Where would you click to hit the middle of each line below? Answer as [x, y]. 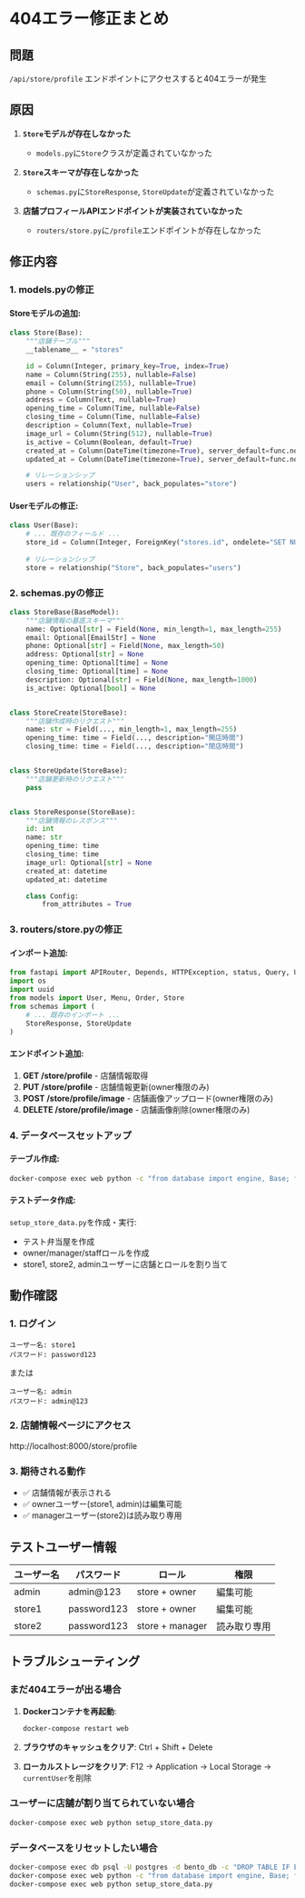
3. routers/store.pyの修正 [66, 930]
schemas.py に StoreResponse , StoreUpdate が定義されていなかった [155, 191]
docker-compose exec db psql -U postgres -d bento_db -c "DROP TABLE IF [150, 1867]
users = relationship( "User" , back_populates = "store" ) [132, 484]
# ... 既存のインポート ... [73, 1014]
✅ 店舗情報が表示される [67, 1493]
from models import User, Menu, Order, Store [97, 998]
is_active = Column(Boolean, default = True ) [109, 442]
